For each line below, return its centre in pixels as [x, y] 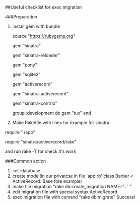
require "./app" [20, 132]
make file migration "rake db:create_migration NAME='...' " [72, 186]
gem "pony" [25, 65]
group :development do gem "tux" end [52, 113]
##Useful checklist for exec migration [43, 7]
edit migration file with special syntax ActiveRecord [65, 192]
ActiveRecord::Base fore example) [47, 181]
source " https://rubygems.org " [44, 36]
